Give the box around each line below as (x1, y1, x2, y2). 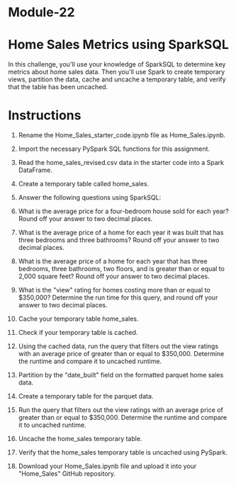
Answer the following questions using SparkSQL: (18, 193, 162, 202)
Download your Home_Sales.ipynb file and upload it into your (18, 462, 197, 471)
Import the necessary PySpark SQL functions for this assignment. (18, 144, 210, 153)
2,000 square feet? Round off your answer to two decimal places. (18, 272, 210, 280)
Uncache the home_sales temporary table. (18, 435, 142, 443)
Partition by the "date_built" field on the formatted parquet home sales (18, 371, 224, 380)
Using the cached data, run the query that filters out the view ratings (18, 342, 219, 350)
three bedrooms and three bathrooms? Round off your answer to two (18, 236, 220, 244)
